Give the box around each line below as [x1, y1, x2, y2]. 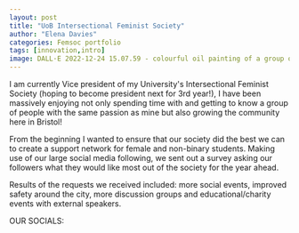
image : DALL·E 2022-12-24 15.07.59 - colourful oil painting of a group [9, 54, 285, 63]
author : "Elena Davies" [9, 29, 98, 38]
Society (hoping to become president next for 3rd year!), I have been [9, 88, 262, 99]
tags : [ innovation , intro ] [9, 46, 105, 55]
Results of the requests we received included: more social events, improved [9, 180, 287, 189]
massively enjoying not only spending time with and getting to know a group [9, 98, 289, 108]
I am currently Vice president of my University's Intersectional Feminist [9, 79, 270, 89]
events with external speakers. [9, 198, 122, 209]
